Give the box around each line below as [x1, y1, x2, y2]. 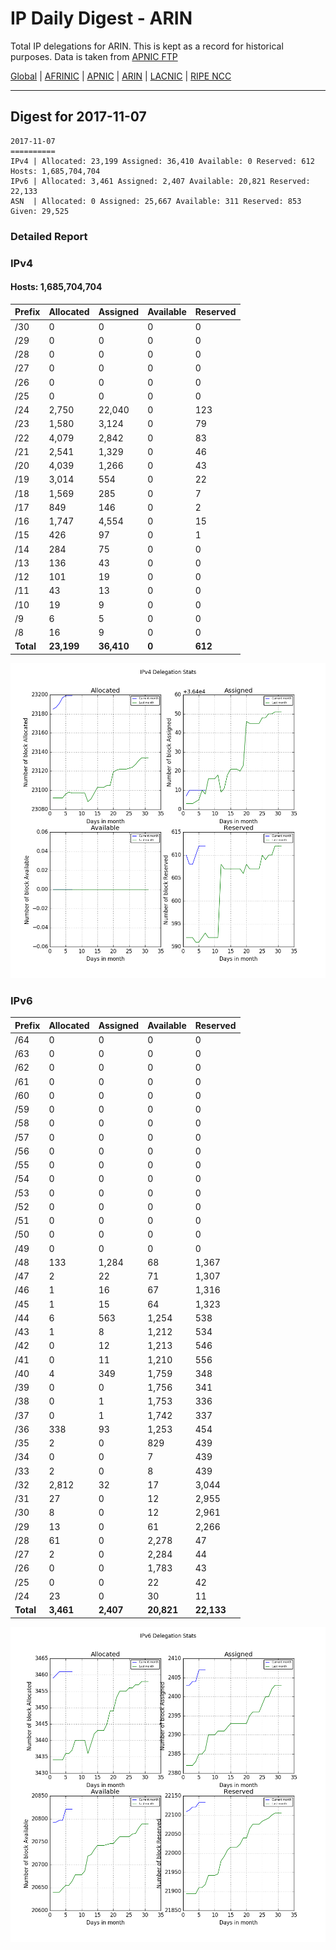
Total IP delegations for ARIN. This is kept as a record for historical [10, 40, 284, 52]
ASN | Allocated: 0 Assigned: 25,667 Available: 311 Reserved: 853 [10, 196, 302, 206]
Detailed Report [10, 229, 88, 243]
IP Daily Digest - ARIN [10, 7, 193, 30]
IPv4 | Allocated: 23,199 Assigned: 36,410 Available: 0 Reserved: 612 [10, 156, 315, 166]
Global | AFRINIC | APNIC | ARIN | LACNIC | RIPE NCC [10, 70, 232, 82]
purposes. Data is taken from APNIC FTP [10, 50, 178, 62]
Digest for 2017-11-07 [10, 108, 147, 126]
